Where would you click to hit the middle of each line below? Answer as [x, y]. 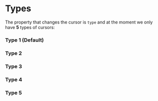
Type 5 [14, 93]
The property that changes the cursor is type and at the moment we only [79, 22]
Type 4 [14, 79]
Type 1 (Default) [25, 40]
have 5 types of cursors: [30, 27]
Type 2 [14, 53]
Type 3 [14, 66]
